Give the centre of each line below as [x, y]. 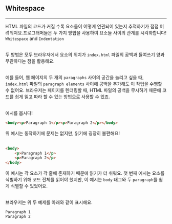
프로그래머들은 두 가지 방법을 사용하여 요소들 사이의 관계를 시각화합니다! [95, 32]
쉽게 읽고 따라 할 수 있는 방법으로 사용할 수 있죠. [62, 97]
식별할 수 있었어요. [29, 186]
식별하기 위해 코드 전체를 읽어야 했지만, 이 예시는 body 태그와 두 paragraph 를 [81, 180]
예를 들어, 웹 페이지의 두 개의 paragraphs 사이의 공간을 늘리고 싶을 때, [75, 77]
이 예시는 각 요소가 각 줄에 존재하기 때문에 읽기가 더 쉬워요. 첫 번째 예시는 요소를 [85, 173]
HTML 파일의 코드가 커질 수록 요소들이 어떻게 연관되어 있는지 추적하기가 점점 [82, 26]
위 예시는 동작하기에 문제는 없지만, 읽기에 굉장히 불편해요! [63, 133]
